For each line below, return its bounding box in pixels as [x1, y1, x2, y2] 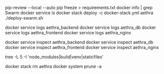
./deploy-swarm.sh [5, 15, 43, 21]
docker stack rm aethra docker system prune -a [5, 64, 102, 69]
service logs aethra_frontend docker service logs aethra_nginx [5, 30, 131, 35]
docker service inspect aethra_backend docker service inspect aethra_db [5, 39, 154, 45]
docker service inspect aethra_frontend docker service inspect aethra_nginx [5, 45, 159, 50]
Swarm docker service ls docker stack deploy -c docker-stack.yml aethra [5, 10, 153, 16]
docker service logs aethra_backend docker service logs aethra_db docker [5, 25, 156, 30]
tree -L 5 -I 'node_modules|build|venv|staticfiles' [5, 54, 104, 60]
